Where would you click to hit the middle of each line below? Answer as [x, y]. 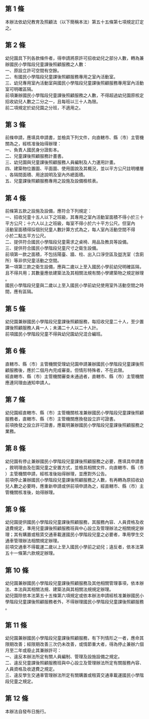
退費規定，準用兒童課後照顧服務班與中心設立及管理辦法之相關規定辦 [74, 528]
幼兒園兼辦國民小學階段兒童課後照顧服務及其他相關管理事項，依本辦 [74, 583]
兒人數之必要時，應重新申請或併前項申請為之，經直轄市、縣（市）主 [74, 486]
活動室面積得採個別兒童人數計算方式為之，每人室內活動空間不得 [70, 230]
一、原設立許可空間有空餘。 [33, 70]
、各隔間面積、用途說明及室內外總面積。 [46, 175]
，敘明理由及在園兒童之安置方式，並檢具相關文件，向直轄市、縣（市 [74, 467]
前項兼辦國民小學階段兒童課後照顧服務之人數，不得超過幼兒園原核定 [74, 95]
